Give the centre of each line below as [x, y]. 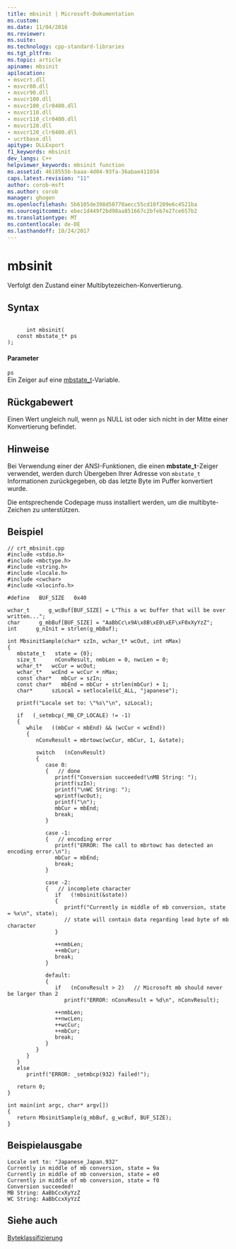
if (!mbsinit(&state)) [92, 895]
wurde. [18, 489]
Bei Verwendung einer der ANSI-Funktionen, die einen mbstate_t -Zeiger [113, 466]
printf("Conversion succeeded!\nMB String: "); [126, 777]
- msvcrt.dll [26, 80]
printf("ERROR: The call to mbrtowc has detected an [134, 845]
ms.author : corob [33, 192]
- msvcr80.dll [28, 86]
